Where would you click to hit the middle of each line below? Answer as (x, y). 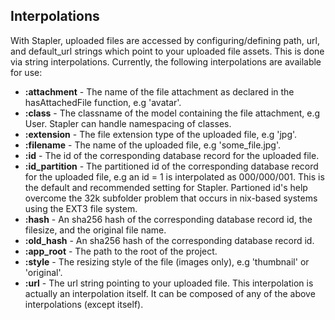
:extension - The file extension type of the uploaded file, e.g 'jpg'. (161, 134)
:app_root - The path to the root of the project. (121, 251)
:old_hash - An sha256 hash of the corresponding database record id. (169, 240)
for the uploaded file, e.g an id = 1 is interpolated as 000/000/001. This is (174, 176)
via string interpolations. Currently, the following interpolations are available (166, 61)
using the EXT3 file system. (81, 208)
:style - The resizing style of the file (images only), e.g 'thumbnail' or (167, 261)
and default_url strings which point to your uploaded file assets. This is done (167, 51)
